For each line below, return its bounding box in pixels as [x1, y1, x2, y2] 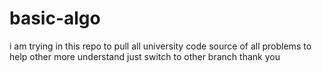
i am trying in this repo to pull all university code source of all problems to [9, 40, 312, 52]
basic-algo [9, 7, 101, 30]
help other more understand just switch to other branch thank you [9, 50, 281, 62]
